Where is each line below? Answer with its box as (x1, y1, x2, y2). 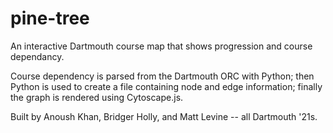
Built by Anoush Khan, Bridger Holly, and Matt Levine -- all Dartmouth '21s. (10, 110, 318, 122)
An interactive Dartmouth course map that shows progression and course (10, 40, 313, 52)
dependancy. (10, 50, 65, 62)
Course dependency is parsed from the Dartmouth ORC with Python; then (10, 70, 315, 82)
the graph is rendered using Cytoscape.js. (10, 91, 184, 103)
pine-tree (10, 7, 90, 30)
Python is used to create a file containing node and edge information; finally (10, 80, 323, 92)
